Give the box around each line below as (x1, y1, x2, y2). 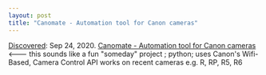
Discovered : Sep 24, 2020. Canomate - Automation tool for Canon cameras (8, 40, 256, 50)
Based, (8, 57, 32, 67)
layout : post (8, 11, 52, 20)
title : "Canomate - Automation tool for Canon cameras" (8, 19, 198, 27)
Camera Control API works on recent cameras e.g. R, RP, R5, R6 (33, 57, 243, 67)
